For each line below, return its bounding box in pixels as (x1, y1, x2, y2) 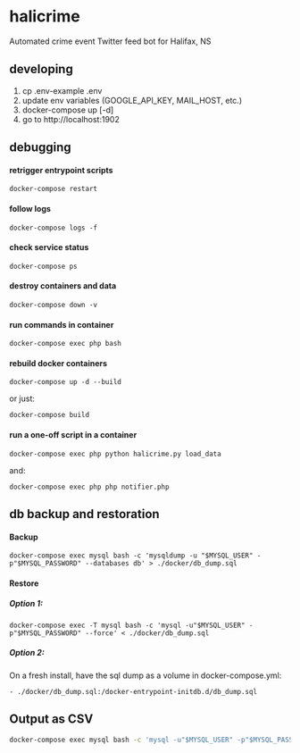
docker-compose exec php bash (9, 339, 122, 348)
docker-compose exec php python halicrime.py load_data (9, 449, 221, 458)
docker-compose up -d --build (9, 378, 122, 387)
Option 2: (9, 648, 45, 658)
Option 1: (9, 598, 43, 609)
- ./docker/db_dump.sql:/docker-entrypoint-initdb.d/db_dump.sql (9, 687, 257, 696)
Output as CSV (9, 712, 94, 727)
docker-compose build (9, 411, 90, 420)
